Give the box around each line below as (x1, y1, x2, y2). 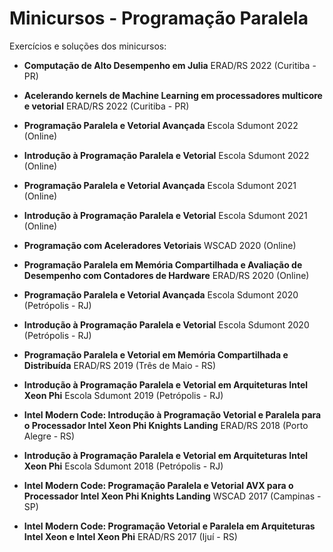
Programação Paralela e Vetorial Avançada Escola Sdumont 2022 (23, 119, 299, 131)
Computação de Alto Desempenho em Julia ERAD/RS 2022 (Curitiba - (23, 59, 317, 71)
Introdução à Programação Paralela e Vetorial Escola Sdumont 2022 (23, 149, 310, 161)
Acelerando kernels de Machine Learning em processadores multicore (23, 89, 323, 101)
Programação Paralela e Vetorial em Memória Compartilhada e (23, 348, 289, 361)
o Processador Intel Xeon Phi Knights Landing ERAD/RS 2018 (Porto (23, 419, 309, 431)
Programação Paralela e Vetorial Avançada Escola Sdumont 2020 (23, 288, 299, 301)
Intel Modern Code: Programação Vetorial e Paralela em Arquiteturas (23, 520, 316, 532)
